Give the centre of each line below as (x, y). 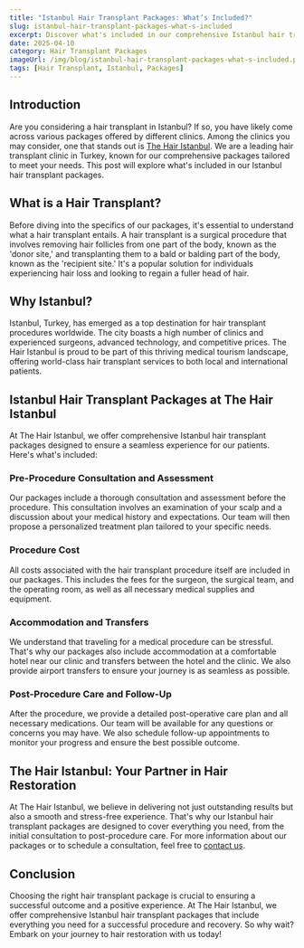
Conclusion (43, 874)
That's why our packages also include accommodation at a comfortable (143, 651)
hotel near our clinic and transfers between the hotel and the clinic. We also (150, 661)
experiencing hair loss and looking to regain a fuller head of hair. (129, 273)
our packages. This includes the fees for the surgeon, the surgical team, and (152, 579)
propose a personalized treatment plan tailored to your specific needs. (141, 526)
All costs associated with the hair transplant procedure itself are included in (150, 570)
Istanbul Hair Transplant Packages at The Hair (142, 399)
